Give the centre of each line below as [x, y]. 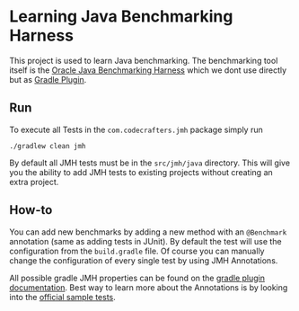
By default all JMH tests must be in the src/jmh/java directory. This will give [149, 163]
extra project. [34, 182]
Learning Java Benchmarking [121, 17]
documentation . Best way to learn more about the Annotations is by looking [149, 287]
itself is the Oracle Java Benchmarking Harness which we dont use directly [148, 70]
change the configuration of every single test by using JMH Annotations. [144, 260]
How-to [31, 210]
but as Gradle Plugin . [48, 79]
